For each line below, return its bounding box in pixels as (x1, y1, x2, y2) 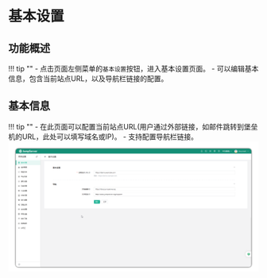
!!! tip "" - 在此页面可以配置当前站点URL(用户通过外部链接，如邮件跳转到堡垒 (8, 122, 258, 131)
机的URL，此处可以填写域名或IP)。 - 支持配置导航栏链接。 (8, 132, 199, 141)
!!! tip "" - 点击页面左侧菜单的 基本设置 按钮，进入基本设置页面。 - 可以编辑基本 (8, 64, 259, 73)
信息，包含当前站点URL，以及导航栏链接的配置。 (8, 74, 168, 83)
